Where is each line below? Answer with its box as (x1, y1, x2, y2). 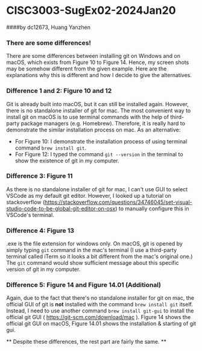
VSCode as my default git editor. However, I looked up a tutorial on (6, 192, 172, 199)
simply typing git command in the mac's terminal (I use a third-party (6, 247, 177, 254)
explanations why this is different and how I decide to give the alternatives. (6, 72, 192, 79)
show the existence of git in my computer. (14, 157, 119, 164)
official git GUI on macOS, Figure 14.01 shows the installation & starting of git (6, 320, 197, 327)
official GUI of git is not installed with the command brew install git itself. (6, 301, 193, 308)
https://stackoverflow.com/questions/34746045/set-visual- (44, 198, 193, 206)
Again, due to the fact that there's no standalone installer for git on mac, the (6, 294, 195, 302)
